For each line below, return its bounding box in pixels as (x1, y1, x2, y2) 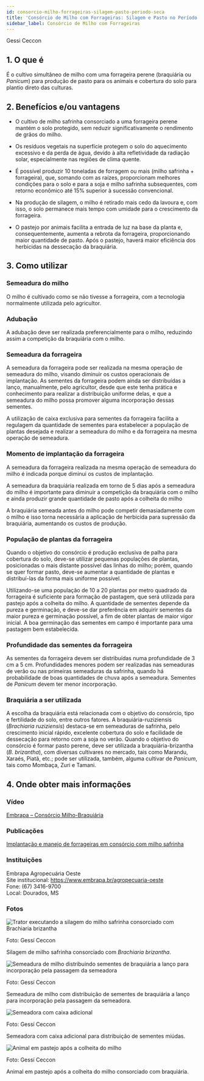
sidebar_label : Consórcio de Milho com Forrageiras (6, 20, 140, 26)
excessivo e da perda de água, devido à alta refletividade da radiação (15, 149, 190, 156)
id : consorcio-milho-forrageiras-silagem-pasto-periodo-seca (6, 9, 165, 15)
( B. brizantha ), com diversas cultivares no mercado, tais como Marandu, (6, 749, 188, 756)
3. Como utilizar (6, 261, 68, 271)
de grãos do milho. (15, 131, 63, 138)
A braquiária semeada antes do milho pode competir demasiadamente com (6, 506, 195, 514)
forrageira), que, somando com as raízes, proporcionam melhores (15, 174, 181, 181)
